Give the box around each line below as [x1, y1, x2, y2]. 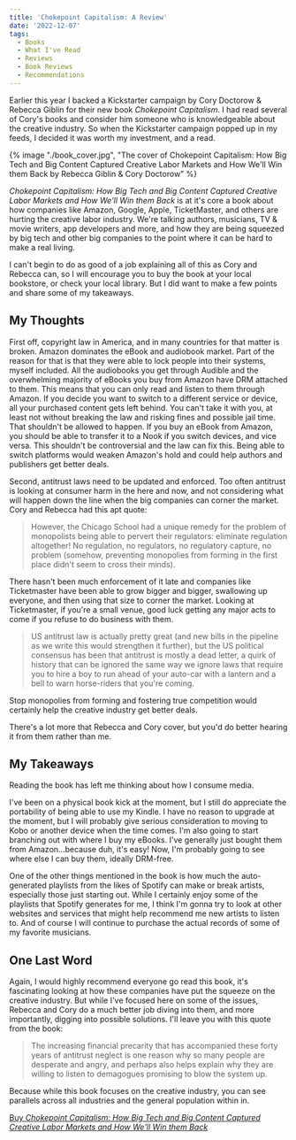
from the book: [9, 1023, 64, 1034]
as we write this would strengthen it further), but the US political [30, 640, 264, 651]
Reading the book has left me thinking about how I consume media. [9, 780, 254, 790]
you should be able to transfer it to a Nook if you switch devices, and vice [9, 430, 277, 441]
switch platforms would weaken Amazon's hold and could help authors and [9, 449, 283, 460]
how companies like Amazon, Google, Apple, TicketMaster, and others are [9, 204, 279, 215]
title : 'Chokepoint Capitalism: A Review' [9, 12, 168, 22]
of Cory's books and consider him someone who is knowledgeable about [9, 113, 276, 124]
